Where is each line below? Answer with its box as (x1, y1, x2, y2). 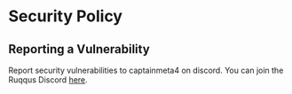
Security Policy (8, 6, 123, 27)
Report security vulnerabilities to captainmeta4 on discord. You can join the (8, 65, 284, 75)
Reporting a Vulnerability (8, 42, 150, 57)
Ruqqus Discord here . (8, 74, 88, 85)
